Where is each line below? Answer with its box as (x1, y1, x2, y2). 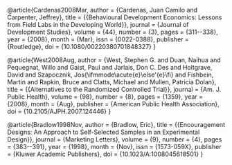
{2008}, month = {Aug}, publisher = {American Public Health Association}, (7, 100, 220, 108)
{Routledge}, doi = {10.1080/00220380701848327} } (7, 43, 157, 50)
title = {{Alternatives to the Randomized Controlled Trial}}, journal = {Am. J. (7, 86, 222, 93)
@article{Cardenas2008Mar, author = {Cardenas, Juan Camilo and (7, 6, 198, 14)
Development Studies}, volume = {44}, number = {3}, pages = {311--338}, (7, 28, 218, 36)
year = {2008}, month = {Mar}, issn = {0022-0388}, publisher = (7, 35, 189, 43)
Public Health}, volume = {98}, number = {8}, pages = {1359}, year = (7, 93, 203, 101)
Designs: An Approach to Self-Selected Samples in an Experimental (7, 128, 200, 136)
